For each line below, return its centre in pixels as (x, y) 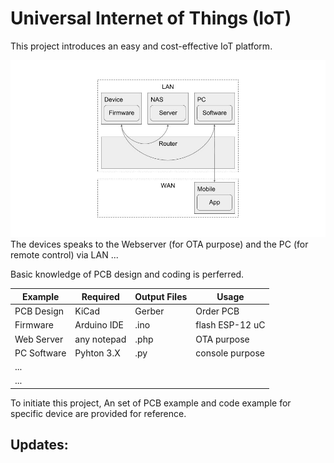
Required (100, 296)
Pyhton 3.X (97, 353)
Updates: (39, 445)
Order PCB (217, 311)
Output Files (161, 296)
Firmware (34, 325)
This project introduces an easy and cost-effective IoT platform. (141, 46)
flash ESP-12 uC (230, 325)
